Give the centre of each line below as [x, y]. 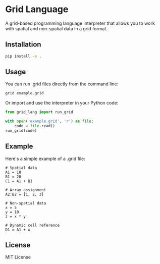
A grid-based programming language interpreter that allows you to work [80, 23]
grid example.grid [24, 93]
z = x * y [16, 216]
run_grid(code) [21, 130]
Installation [23, 45]
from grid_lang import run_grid [39, 112]
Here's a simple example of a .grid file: [45, 159]
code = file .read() [35, 126]
